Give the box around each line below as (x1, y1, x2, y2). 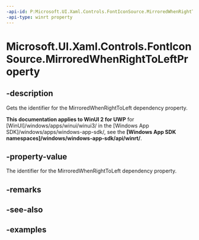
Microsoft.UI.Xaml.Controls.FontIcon (6, 40, 192, 53)
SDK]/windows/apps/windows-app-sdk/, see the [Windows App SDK (6, 128, 176, 135)
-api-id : (6, 8, 28, 15)
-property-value (6, 152, 68, 162)
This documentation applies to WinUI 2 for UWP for (6, 116, 134, 123)
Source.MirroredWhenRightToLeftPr (6, 52, 188, 66)
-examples (6, 225, 47, 235)
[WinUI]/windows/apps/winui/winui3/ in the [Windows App (6, 122, 149, 129)
